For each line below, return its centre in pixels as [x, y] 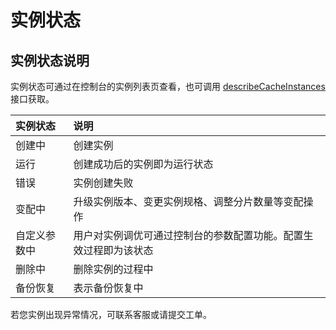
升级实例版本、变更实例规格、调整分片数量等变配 [188, 201]
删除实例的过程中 [113, 269]
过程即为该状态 [118, 250]
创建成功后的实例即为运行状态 [143, 164]
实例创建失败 [103, 183]
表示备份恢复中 [108, 288]
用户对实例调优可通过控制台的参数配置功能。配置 [188, 235]
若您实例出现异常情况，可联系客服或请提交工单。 [111, 314]
